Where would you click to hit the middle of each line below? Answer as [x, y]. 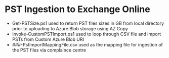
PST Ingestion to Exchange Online [77, 9]
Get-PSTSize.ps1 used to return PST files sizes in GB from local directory [88, 23]
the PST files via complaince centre [49, 50]
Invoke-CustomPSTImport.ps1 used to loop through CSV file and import [87, 34]
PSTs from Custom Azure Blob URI [48, 39]
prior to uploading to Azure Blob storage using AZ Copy [70, 28]
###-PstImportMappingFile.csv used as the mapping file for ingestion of [87, 44]
